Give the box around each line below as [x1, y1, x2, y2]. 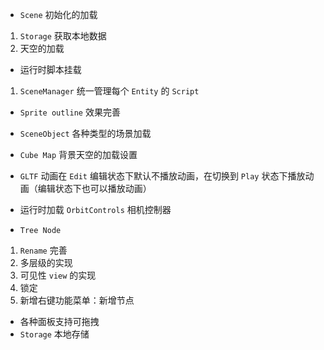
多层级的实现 [19, 257, 73, 268]
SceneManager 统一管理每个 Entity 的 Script [19, 85, 200, 97]
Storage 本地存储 [19, 328, 90, 340]
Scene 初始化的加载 [19, 9, 98, 20]
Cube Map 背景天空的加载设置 [19, 149, 138, 160]
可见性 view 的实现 [19, 269, 97, 281]
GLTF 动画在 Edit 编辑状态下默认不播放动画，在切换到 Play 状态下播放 [19, 170, 306, 182]
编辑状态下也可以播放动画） [37, 183, 152, 194]
